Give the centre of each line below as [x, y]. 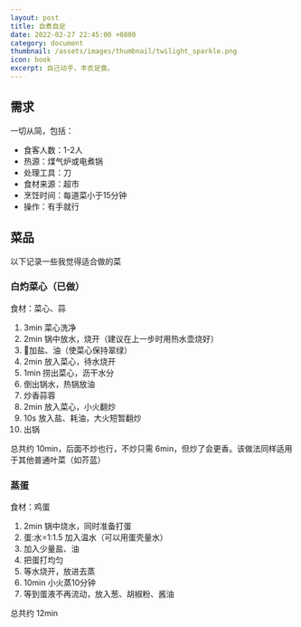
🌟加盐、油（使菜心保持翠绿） [77, 350]
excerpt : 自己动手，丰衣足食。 [62, 69]
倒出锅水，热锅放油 [59, 384]
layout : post [35, 18]
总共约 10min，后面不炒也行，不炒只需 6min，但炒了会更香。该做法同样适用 [151, 448]
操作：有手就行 [51, 206]
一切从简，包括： [42, 130]
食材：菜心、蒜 [38, 308]
